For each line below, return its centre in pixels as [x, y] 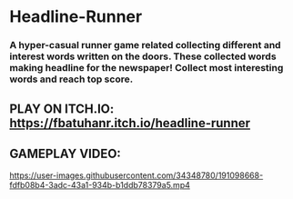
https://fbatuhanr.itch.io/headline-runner [130, 123]
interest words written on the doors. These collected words [143, 56]
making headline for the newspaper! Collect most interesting [146, 68]
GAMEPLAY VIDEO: [65, 153]
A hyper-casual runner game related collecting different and [145, 45]
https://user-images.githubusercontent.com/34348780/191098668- [136, 175]
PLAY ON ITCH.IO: [62, 109]
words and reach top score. [71, 79]
